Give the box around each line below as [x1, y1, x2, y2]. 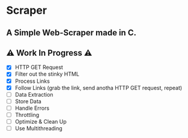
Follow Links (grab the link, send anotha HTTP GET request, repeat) [14, 84, 183, 91]
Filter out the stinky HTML [14, 70, 80, 78]
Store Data [14, 97, 42, 105]
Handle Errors [14, 104, 50, 112]
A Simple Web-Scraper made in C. [6, 28, 137, 38]
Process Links [14, 77, 50, 85]
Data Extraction [14, 91, 53, 98]
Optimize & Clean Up [14, 118, 67, 125]
